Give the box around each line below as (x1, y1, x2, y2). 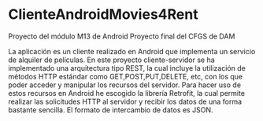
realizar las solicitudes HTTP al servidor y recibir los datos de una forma (8, 97, 243, 106)
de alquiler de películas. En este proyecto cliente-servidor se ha (8, 55, 215, 64)
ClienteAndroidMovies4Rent (8, 5, 198, 24)
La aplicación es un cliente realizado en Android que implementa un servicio (8, 46, 256, 56)
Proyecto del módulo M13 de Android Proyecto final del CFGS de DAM (8, 31, 235, 41)
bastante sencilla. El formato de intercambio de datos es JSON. (8, 104, 213, 115)
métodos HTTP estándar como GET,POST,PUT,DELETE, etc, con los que (8, 71, 243, 81)
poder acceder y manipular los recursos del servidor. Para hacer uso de (8, 80, 242, 90)
